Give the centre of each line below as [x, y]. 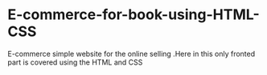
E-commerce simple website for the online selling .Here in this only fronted [131, 53]
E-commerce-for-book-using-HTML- [134, 15]
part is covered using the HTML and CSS [75, 62]
